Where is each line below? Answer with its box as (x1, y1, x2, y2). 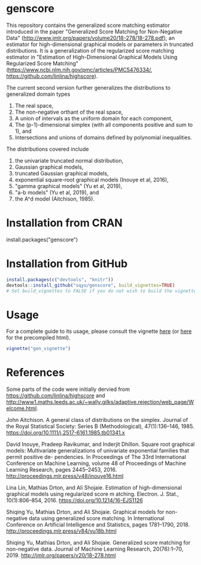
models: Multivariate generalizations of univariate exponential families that (6, 447, 190, 454)
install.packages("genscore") (6, 236, 78, 243)
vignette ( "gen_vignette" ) (6, 346, 71, 352)
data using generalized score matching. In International (29, 515, 165, 522)
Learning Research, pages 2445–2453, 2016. (6, 466, 117, 473)
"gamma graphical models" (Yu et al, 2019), (14, 182, 123, 190)
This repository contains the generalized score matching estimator (6, 22, 170, 29)
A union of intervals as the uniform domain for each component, (14, 114, 173, 121)
